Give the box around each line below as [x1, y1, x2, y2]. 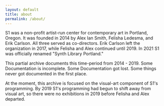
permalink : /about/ [5, 16, 46, 21]
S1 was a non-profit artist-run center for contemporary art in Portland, [5, 30, 148, 36]
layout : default [5, 7, 39, 12]
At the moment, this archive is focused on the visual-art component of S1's [5, 80, 158, 86]
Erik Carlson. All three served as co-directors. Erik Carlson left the [5, 40, 140, 46]
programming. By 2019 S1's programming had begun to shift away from [5, 86, 151, 92]
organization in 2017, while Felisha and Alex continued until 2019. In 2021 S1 [5, 45, 160, 52]
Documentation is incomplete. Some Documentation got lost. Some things [5, 66, 157, 71]
